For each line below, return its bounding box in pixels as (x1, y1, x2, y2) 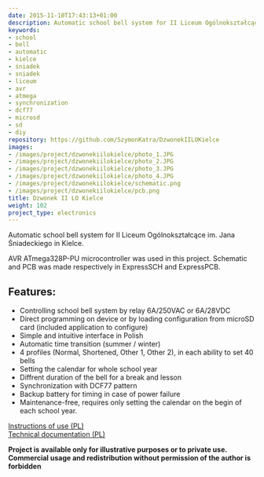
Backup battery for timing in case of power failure (19, 390, 181, 399)
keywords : (8, 26, 41, 34)
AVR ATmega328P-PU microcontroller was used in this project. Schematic (8, 254, 247, 263)
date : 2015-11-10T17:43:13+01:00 (8, 11, 118, 20)
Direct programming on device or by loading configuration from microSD (19, 314, 255, 324)
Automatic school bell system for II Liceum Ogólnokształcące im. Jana (8, 230, 236, 240)
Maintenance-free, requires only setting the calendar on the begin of (19, 398, 242, 407)
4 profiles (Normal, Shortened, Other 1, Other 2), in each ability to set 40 (19, 347, 254, 358)
